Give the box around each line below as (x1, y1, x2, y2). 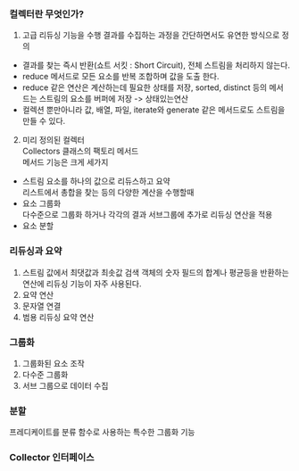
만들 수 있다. (21, 116, 66, 127)
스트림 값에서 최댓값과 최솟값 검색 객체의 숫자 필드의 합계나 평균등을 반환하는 (21, 267, 290, 277)
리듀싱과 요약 (9, 245, 62, 258)
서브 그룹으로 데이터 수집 (21, 380, 109, 391)
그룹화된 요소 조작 (21, 358, 85, 368)
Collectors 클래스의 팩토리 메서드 (21, 145, 139, 157)
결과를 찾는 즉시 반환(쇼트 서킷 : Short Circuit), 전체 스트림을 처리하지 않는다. (21, 60, 290, 70)
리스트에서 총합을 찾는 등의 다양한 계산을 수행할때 (21, 187, 195, 198)
